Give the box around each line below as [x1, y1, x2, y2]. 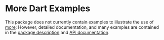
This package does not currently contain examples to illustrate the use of [5, 19, 154, 25]
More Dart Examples [5, 3, 90, 14]
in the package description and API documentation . [5, 29, 110, 35]
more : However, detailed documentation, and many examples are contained [5, 24, 159, 30]
